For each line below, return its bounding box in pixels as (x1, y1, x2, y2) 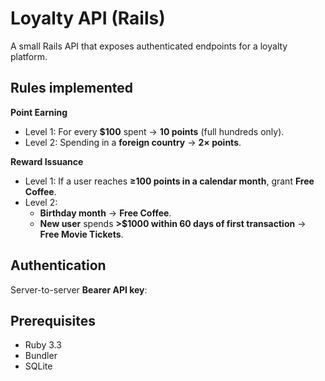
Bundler (24, 350, 58, 362)
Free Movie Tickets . (39, 228, 124, 240)
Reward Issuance (10, 155, 84, 167)
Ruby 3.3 (24, 339, 62, 351)
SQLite (24, 360, 53, 372)
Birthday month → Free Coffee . (39, 207, 172, 219)
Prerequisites (10, 312, 96, 329)
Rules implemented (10, 80, 134, 97)
